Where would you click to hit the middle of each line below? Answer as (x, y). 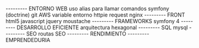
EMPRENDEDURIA (28, 40)
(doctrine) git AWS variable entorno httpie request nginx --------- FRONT (95, 15)
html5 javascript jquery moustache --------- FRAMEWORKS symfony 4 (93, 21)
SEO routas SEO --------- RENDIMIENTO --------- (88, 34)
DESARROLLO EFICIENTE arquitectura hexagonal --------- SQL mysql (102, 27)
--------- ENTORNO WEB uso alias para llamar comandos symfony (87, 9)
